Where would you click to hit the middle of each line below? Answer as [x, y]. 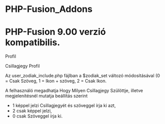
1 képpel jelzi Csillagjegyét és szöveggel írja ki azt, [64, 106]
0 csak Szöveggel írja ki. [37, 116]
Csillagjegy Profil [22, 66]
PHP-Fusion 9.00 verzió [56, 32]
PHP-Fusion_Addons [49, 9]
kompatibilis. [33, 43]
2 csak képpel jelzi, [32, 111]
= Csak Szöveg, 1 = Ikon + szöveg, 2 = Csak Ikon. [56, 81]
